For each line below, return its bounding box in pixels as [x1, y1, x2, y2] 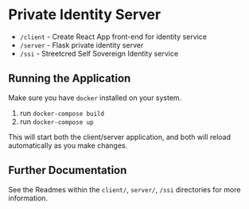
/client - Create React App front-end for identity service [19, 32, 207, 41]
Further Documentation [8, 164, 127, 177]
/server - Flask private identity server [19, 40, 144, 49]
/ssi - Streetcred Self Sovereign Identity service [19, 48, 179, 58]
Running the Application [8, 72, 131, 85]
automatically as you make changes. [8, 141, 128, 150]
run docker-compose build [19, 108, 105, 118]
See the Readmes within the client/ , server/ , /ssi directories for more [8, 184, 241, 194]
